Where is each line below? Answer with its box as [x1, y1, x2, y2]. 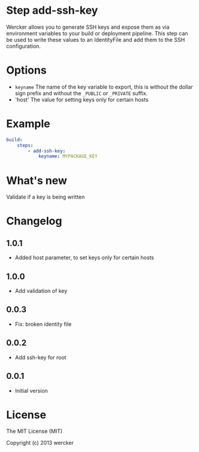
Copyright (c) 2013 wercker [6, 439, 74, 447]
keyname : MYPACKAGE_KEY [38, 153, 98, 159]
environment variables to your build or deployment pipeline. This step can [6, 29, 188, 37]
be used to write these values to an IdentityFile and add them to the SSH [6, 36, 185, 43]
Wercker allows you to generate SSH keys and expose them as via [6, 23, 170, 31]
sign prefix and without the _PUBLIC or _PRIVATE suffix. [14, 89, 148, 96]
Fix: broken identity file [14, 320, 72, 327]
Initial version [14, 387, 48, 394]
